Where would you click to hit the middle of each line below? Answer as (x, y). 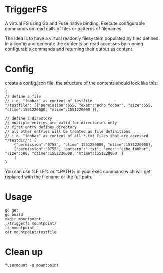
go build (14, 215)
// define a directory (29, 118)
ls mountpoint (20, 228)
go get (12, 210)
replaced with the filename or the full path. (49, 177)
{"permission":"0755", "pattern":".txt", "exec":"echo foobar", (82, 149)
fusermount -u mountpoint (32, 265)
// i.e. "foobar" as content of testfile (49, 101)
